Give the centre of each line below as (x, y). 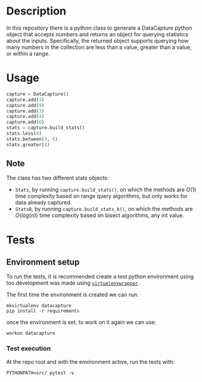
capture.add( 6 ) (25, 122)
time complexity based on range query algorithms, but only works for (101, 196)
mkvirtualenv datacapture (39, 306)
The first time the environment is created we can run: (73, 295)
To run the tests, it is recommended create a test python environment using (100, 277)
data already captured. (43, 202)
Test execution (29, 349)
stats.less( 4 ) (24, 134)
